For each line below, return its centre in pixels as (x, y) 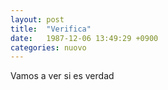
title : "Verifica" (51, 29)
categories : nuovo (48, 47)
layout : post (37, 19)
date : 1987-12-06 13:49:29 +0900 (84, 38)
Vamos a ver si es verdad (62, 76)
